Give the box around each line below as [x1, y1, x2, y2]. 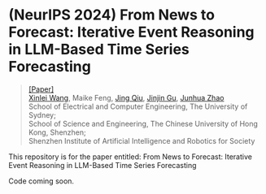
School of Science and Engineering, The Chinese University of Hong [28, 119, 259, 128]
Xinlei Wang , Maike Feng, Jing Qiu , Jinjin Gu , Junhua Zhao [28, 93, 225, 102]
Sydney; [28, 110, 57, 119]
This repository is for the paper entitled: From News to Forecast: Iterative [8, 152, 252, 162]
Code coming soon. [8, 176, 75, 186]
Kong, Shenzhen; [28, 127, 87, 137]
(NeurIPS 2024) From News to [8, 6, 216, 24]
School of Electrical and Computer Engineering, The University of [28, 101, 248, 111]
